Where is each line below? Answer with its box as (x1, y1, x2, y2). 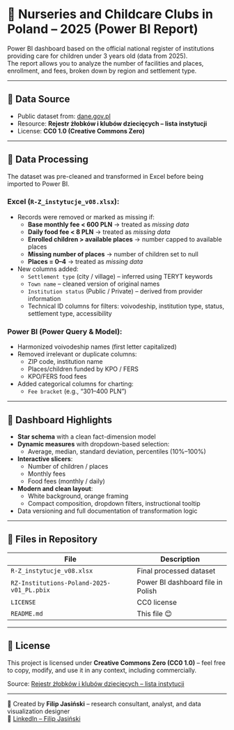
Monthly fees (27, 469, 66, 478)
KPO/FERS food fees (27, 372, 87, 381)
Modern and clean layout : (17, 484, 93, 492)
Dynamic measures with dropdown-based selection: (17, 439, 170, 448)
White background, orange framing (27, 492, 129, 500)
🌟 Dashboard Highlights (7, 414, 113, 425)
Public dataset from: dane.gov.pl (17, 112, 111, 120)
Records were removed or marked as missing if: (17, 212, 155, 221)
